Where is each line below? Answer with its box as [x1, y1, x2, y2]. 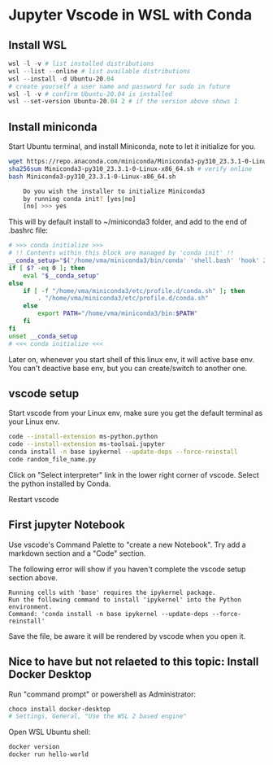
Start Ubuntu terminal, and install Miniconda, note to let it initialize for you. [8, 142, 256, 151]
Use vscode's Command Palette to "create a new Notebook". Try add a [8, 540, 246, 549]
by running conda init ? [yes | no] [23, 195, 136, 203]
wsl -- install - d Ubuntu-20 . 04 [8, 75, 115, 83]
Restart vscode [8, 494, 59, 504]
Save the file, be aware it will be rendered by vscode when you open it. [8, 631, 246, 640]
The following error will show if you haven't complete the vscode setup [8, 564, 246, 574]
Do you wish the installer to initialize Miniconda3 [23, 187, 206, 195]
